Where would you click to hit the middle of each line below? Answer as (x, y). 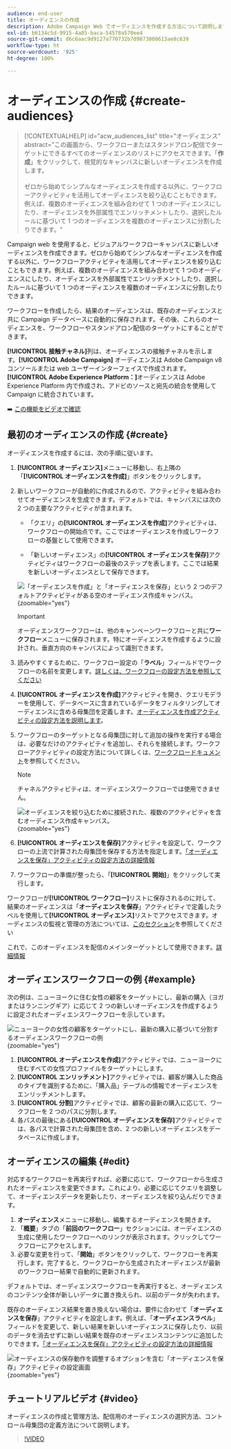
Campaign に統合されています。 (52, 394)
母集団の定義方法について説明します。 (79, 1425)
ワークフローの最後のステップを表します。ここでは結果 (141, 563)
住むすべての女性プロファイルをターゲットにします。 (92, 1068)
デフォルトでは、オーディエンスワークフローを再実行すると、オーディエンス (115, 1286)
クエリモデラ (203, 694)
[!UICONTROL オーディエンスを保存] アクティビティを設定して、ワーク (116, 842)
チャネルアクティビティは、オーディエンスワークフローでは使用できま (115, 789)
